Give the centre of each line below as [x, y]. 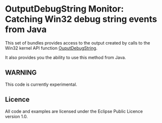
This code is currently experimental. [41, 84]
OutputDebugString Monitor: [64, 9]
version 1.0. [17, 116]
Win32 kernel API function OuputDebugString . [51, 48]
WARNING [21, 73]
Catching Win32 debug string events [81, 19]
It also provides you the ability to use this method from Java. [66, 57]
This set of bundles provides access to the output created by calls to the [78, 43]
